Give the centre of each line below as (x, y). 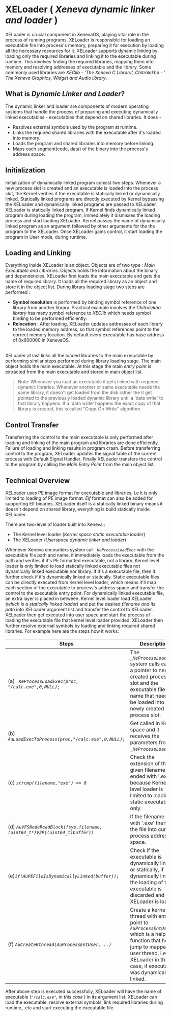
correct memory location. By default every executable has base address (88, 335)
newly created (147, 709)
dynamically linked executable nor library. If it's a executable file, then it (80, 571)
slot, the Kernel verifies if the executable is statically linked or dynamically (83, 193)
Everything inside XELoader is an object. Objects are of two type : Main (80, 265)
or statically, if (147, 870)
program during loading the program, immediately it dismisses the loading (83, 215)
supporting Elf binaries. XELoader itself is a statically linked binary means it (84, 504)
